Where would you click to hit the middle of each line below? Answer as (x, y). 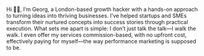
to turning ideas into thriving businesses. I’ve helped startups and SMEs (97, 16)
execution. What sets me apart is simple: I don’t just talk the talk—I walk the (101, 28)
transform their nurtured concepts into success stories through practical (97, 22)
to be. (14, 48)
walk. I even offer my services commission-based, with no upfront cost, (97, 35)
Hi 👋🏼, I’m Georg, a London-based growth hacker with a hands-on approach (102, 9)
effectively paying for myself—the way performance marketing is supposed (101, 41)
